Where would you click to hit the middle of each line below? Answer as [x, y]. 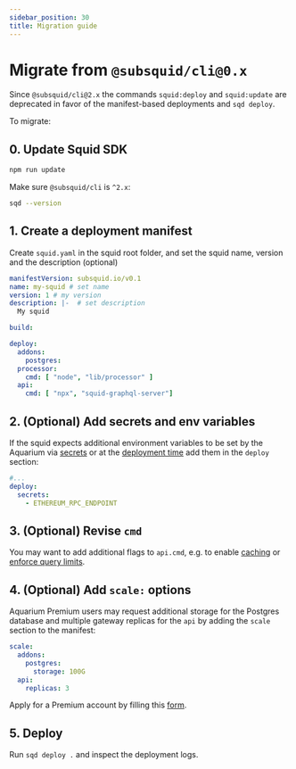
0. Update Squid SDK [68, 149]
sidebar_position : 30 [49, 17]
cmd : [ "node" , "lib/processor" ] [89, 377]
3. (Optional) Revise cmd [76, 530]
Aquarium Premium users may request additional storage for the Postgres [144, 611]
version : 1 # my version [55, 295]
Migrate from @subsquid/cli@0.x [128, 70]
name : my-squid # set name [59, 286]
